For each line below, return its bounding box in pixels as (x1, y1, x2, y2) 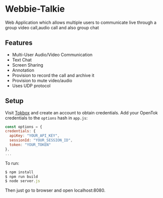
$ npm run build (5, 174, 38, 179)
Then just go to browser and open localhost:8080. (5, 187, 106, 193)
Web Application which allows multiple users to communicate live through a (5, 19, 157, 25)
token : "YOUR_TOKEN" (9, 143, 51, 147)
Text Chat (12, 57, 32, 63)
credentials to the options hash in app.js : (5, 115, 88, 121)
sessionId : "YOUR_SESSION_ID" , (9, 138, 73, 143)
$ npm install (5, 169, 34, 175)
